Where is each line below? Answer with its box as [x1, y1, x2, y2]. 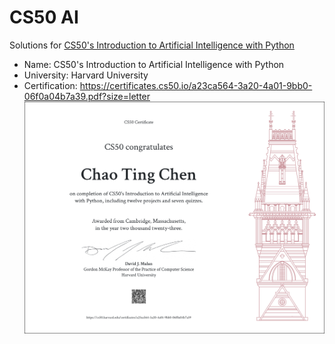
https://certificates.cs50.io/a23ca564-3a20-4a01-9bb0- [79, 79, 313, 91]
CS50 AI [9, 6, 79, 29]
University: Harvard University [23, 69, 149, 81]
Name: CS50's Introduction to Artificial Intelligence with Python [23, 58, 285, 70]
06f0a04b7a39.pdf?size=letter [23, 90, 151, 102]
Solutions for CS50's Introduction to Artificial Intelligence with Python [9, 39, 295, 51]
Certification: [23, 79, 78, 91]
